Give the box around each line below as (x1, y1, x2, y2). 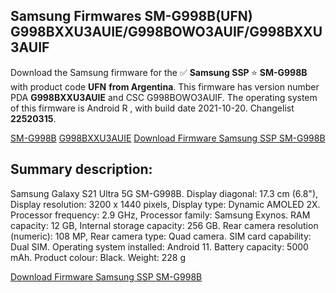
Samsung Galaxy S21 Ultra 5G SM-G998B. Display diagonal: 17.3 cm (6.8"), (10, 187, 319, 199)
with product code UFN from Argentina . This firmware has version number (10, 80, 320, 93)
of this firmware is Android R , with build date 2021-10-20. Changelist (10, 102, 295, 114)
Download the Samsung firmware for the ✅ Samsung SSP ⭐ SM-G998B (10, 66, 308, 78)
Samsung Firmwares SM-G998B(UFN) (10, 8, 253, 25)
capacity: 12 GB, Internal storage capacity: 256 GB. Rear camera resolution (10, 219, 319, 231)
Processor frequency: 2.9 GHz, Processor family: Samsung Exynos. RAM (10, 209, 311, 221)
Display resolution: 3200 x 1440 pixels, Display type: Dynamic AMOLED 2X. (10, 198, 321, 210)
